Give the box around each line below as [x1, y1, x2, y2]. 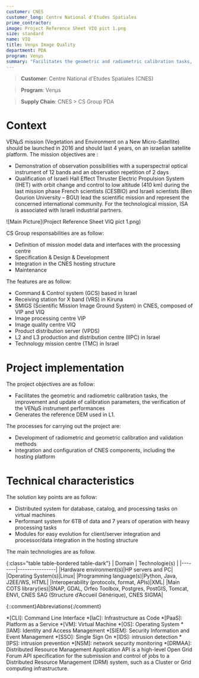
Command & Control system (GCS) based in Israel [14, 290, 138, 297]
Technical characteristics [6, 474, 135, 488]
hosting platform [14, 453, 55, 460]
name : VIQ [6, 36, 31, 42]
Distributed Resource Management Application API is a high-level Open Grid [6, 646, 192, 653]
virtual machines [14, 511, 56, 519]
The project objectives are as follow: [6, 381, 95, 388]
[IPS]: [6, 640, 20, 647]
